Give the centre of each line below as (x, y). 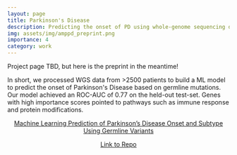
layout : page (26, 14)
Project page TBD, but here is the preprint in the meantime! (93, 66)
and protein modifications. (45, 110)
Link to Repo (119, 144)
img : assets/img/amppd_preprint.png (61, 33)
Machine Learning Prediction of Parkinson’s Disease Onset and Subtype (119, 123)
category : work (30, 46)
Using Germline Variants (119, 131)
